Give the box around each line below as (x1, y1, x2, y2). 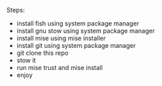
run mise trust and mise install (16, 64, 103, 71)
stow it (16, 56, 36, 64)
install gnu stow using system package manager (16, 27, 155, 35)
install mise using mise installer (16, 34, 106, 42)
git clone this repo (16, 49, 69, 57)
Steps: (6, 6, 25, 14)
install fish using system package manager (16, 19, 140, 27)
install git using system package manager (16, 42, 136, 49)
